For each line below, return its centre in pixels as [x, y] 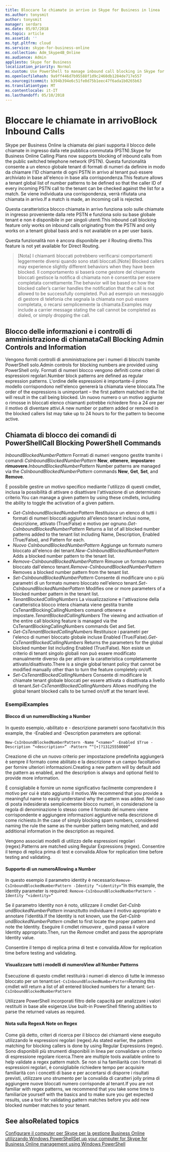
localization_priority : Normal [38, 67]
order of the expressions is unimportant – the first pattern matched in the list [85, 392]
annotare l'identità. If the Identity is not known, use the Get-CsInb [73, 916]
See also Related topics [42, 1121]
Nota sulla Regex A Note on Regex [41, 1024]
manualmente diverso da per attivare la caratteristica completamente [85, 658]
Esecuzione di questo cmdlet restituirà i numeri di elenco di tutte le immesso [85, 976]
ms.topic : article [25, 34]
